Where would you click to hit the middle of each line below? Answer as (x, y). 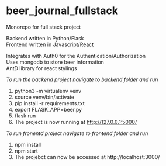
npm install (28, 144)
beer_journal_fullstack (62, 11)
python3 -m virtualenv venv (48, 91)
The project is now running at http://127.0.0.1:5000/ (76, 122)
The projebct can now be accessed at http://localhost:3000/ (87, 157)
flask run (25, 116)
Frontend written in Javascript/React (50, 44)
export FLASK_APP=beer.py (48, 109)
